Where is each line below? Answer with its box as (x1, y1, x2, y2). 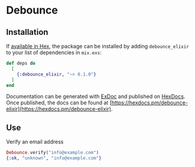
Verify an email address (6, 138, 64, 145)
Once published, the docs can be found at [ (6, 99, 112, 106)
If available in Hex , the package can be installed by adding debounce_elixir (6, 42, 189, 50)
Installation (6, 27, 48, 37)
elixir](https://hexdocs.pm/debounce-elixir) (6, 106, 111, 113)
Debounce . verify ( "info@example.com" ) (6, 150, 99, 156)
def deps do (6, 60, 35, 66)
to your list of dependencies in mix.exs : (6, 49, 102, 56)
